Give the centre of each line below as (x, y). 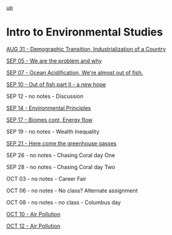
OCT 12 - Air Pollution (33, 226)
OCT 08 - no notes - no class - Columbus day (64, 202)
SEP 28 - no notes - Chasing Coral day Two (61, 167)
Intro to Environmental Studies (84, 32)
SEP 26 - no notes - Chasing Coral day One (61, 155)
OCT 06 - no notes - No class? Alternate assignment (72, 191)
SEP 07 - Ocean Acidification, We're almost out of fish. (75, 72)
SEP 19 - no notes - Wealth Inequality (53, 132)
